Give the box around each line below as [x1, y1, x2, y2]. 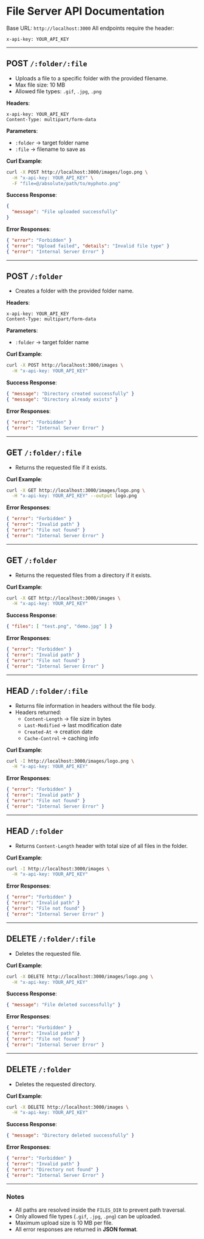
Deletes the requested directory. [15, 1080, 96, 1088]
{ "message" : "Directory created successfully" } [6, 391, 135, 397]
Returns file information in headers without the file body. [15, 702, 156, 709]
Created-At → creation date [24, 728, 93, 735]
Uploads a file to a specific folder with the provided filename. [15, 74, 168, 82]
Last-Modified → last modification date [24, 721, 122, 729]
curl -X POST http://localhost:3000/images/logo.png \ [6, 169, 148, 175]
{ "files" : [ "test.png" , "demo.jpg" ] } [6, 623, 113, 630]
